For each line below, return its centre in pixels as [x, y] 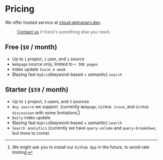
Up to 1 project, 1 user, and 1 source [48, 59]
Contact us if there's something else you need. [64, 32]
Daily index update [31, 118]
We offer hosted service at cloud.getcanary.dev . [53, 22]
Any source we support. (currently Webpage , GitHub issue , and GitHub [80, 107]
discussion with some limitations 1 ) [46, 112]
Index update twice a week [39, 69]
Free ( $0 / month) [31, 47]
